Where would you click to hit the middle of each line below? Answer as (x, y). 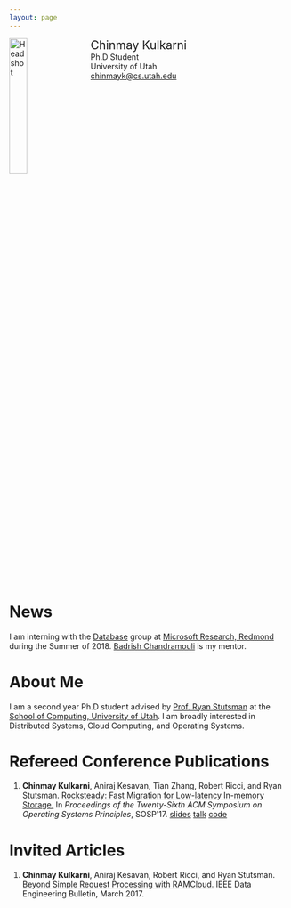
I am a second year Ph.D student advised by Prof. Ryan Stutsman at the (140, 706)
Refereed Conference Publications (139, 761)
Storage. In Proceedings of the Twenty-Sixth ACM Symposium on (142, 805)
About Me (46, 681)
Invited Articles (67, 850)
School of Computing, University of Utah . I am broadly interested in (132, 716)
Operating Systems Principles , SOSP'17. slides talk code (125, 815)
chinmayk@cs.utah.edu (133, 76)
